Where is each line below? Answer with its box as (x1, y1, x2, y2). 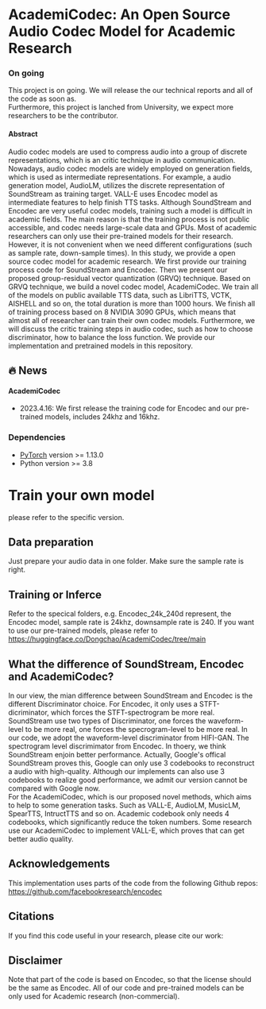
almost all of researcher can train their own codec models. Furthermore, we (8, 315, 256, 325)
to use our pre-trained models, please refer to (8, 626, 158, 636)
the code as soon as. (8, 94, 77, 104)
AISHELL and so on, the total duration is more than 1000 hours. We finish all (8, 298, 256, 308)
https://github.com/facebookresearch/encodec (8, 887, 163, 896)
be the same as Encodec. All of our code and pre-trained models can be (8, 983, 245, 993)
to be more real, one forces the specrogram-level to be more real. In (25, 724, 248, 734)
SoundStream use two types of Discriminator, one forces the (8, 716, 206, 726)
